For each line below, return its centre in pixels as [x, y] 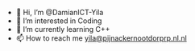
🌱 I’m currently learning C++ [63, 29]
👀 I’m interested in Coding [59, 21]
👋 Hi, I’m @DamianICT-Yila [60, 12]
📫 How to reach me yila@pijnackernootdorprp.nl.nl [101, 38]
